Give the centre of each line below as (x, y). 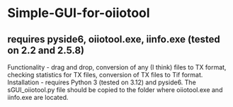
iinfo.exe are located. (38, 97)
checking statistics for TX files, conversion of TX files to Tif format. (105, 75)
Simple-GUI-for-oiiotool (79, 13)
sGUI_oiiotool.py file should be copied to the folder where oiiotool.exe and (115, 90)
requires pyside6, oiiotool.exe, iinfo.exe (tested (114, 39)
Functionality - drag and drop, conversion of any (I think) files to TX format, (117, 67)
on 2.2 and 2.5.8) (46, 50)
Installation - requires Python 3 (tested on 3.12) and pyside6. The (102, 82)
